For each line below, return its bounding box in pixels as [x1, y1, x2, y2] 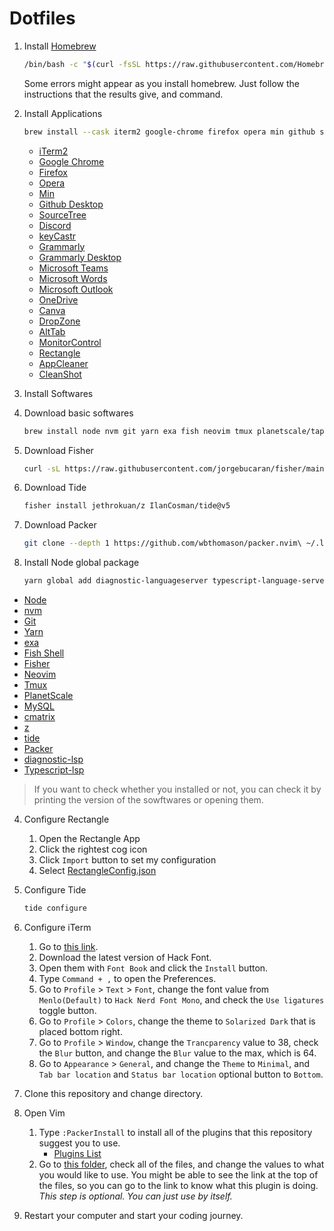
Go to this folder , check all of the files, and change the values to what [38, 1158, 325, 1170]
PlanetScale [23, 690, 74, 702]
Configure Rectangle [23, 813, 110, 826]
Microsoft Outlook [38, 283, 114, 295]
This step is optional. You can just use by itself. [38, 1190, 233, 1202]
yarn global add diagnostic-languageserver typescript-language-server [23, 576, 329, 586]
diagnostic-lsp [23, 753, 84, 766]
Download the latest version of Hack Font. [38, 951, 212, 963]
